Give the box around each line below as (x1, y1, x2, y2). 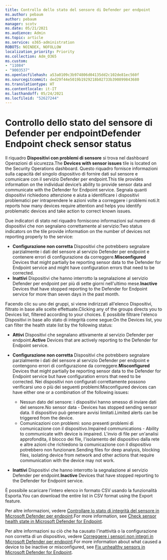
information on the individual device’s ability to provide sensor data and (5, 181, 152, 187)
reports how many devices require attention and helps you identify (5, 203, 142, 209)
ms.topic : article (5, 35, 43, 40)
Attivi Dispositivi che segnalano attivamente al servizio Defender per (12, 332, 154, 338)
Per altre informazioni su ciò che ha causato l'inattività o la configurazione (5, 528, 158, 534)
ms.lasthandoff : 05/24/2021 (5, 91, 64, 96)
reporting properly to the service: (5, 233, 74, 240)
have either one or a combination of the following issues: (12, 389, 129, 395)
